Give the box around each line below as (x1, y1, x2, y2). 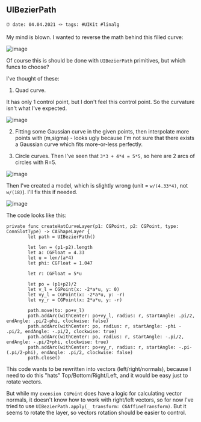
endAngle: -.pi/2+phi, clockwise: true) (6, 339, 110, 345)
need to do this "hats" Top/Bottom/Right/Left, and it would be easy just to (6, 372, 188, 379)
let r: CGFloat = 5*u (28, 271, 82, 277)
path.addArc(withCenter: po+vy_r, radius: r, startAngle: (28, 344, 176, 350)
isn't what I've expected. (6, 105, 67, 112)
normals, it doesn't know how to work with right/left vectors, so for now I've (6, 396, 194, 403)
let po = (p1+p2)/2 (28, 281, 77, 287)
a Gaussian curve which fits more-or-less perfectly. (14, 141, 143, 148)
